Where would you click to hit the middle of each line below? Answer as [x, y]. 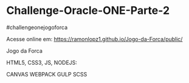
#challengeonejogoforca [37, 27]
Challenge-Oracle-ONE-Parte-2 [88, 11]
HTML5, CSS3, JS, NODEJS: [42, 62]
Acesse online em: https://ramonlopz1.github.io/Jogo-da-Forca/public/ [94, 39]
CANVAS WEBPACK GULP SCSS [47, 74]
